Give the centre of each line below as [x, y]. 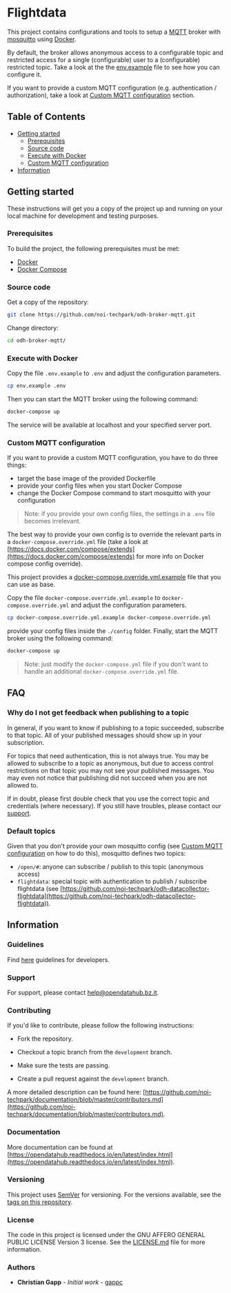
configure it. [24, 74]
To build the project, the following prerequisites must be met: [94, 248]
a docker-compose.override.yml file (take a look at [78, 542]
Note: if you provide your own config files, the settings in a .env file [119, 514]
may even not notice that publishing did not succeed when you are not [107, 778]
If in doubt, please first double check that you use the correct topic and [108, 799]
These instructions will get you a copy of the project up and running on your [115, 208]
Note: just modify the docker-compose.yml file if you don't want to [116, 664]
